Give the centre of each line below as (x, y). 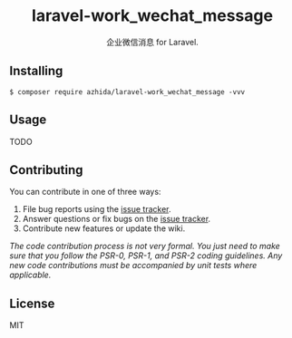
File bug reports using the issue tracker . (97, 209)
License (32, 303)
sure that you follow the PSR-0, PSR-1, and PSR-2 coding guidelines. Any (146, 256)
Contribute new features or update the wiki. (104, 228)
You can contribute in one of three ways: (85, 192)
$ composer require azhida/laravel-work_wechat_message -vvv (127, 92)
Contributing (46, 170)
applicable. (30, 275)
